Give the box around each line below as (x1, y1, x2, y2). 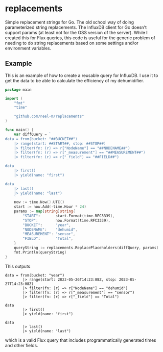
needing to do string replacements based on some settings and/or (5, 40, 139, 46)
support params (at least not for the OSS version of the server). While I (5, 29, 148, 35)
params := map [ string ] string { (14, 209, 76, 214)
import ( (5, 96, 23, 101)
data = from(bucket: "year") (5, 273, 65, 277)
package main (5, 87, 32, 92)
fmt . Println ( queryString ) (14, 250, 67, 255)
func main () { (5, 127, 34, 132)
